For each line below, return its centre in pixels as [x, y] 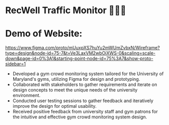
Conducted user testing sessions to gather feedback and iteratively [83, 101]
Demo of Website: [44, 34]
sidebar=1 [16, 64]
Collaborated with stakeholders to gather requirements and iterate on [85, 85]
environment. [26, 96]
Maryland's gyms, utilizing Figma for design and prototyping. [76, 79]
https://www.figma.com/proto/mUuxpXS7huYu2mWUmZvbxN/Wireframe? [82, 48]
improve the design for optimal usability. [55, 106]
